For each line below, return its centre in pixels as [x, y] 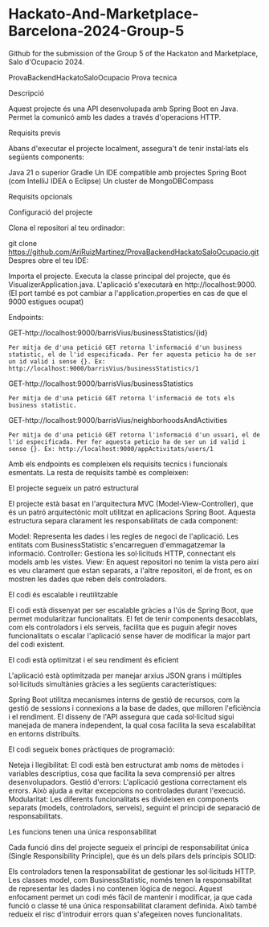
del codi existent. [37, 644]
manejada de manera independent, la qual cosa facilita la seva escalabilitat [132, 725]
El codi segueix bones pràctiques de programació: [92, 749]
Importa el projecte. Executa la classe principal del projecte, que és [120, 276]
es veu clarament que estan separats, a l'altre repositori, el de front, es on [130, 570]
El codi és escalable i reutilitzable [63, 594]
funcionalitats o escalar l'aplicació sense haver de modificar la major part [129, 635]
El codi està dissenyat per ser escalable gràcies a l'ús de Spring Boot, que [131, 610]
